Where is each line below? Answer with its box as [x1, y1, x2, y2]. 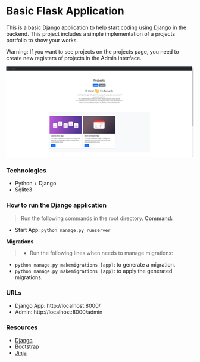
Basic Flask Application [6, 4, 124, 18]
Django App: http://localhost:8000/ [14, 302, 101, 309]
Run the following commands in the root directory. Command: [20, 215, 173, 222]
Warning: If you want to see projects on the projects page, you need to [6, 48, 180, 55]
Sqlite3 [14, 186, 33, 193]
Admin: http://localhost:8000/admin [14, 308, 103, 315]
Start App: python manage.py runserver [14, 226, 111, 233]
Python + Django [14, 180, 57, 187]
